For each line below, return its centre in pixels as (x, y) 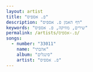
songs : (14, 38)
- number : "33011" (34, 44)
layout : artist (25, 11)
